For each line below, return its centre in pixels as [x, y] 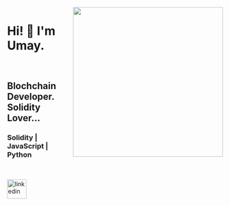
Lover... [24, 118]
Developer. [31, 97]
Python [20, 155]
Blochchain [32, 86]
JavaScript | [28, 146]
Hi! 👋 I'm [31, 31]
